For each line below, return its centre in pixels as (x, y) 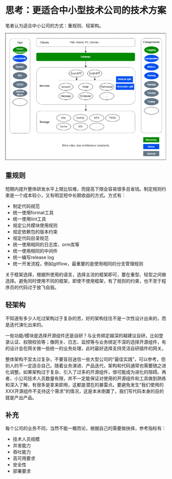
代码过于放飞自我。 (39, 287)
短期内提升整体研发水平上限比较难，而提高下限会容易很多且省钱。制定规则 (83, 189)
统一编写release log (33, 257)
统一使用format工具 (33, 212)
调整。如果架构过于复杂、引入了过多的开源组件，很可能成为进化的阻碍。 (85, 372)
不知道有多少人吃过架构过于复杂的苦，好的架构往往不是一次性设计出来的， (83, 318)
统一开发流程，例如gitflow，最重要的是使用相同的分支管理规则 (78, 263)
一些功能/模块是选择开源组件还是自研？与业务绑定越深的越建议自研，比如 (82, 335)
